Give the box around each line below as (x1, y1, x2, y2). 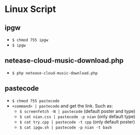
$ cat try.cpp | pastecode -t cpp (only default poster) (19, 118, 135, 124)
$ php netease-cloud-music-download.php (12, 70, 98, 75)
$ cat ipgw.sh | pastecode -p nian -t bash (19, 125, 112, 130)
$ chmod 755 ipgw (12, 37, 49, 42)
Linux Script (5, 3, 56, 15)
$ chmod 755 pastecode (12, 98, 60, 103)
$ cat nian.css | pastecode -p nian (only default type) (19, 113, 136, 119)
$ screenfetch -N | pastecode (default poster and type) (19, 108, 136, 114)
